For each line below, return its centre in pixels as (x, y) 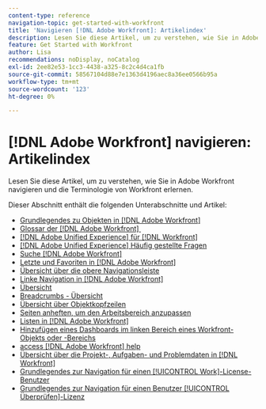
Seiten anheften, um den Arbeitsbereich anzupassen (105, 312)
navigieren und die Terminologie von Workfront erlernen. (101, 190)
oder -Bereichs (72, 338)
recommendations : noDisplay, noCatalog (74, 60)
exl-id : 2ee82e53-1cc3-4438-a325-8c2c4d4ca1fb (86, 67)
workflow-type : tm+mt (44, 81)
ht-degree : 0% (32, 97)
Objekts (32, 338)
